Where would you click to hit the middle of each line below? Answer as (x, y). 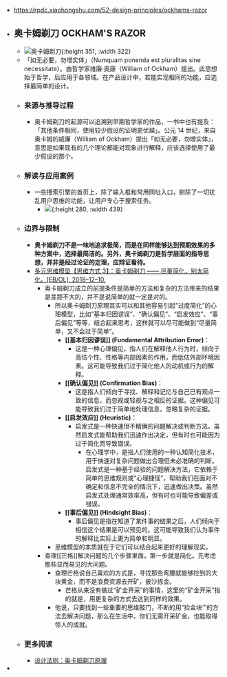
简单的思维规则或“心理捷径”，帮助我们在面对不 (152, 478)
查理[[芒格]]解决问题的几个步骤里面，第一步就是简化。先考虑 (130, 556)
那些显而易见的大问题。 (78, 564)
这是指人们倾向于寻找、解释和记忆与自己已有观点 (145, 391)
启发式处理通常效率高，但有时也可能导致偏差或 (152, 495)
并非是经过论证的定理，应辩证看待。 (98, 262)
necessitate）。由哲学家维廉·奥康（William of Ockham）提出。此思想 (121, 68)
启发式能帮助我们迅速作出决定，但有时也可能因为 (151, 435)
